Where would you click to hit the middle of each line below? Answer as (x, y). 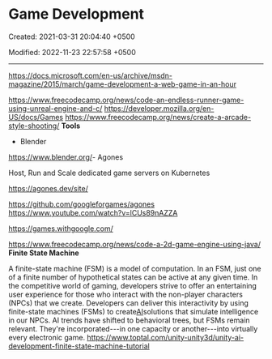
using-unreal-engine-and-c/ (55, 108)
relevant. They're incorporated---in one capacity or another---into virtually (133, 328)
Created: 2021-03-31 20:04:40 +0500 (72, 36)
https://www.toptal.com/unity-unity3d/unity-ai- (166, 337)
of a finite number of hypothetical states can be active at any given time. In (133, 277)
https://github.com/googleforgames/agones (82, 204)
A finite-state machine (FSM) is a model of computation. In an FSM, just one (135, 268)
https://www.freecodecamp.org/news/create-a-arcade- (158, 117)
